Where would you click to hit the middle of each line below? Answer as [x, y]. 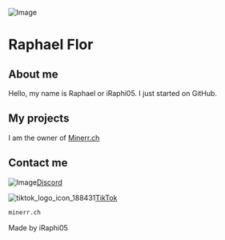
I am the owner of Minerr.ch [54, 138]
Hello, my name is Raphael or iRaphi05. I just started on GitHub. [113, 93]
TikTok [106, 198]
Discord [49, 182]
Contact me [38, 163]
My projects [39, 119]
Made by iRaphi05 [38, 227]
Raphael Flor [51, 45]
